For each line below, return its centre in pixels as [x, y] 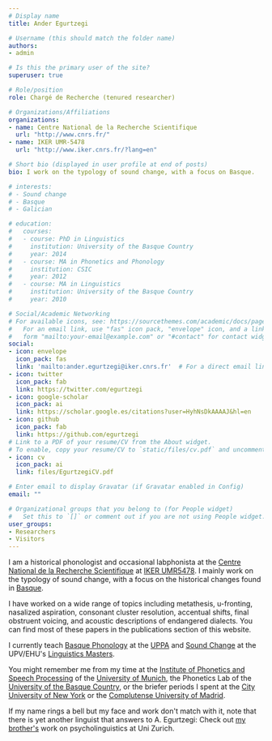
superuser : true [36, 75]
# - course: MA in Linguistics [65, 285]
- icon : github [34, 420]
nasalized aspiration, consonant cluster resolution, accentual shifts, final [129, 612]
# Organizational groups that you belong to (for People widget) [121, 509]
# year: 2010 [38, 299]
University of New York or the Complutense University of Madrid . [117, 696]
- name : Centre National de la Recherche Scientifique [103, 127]
